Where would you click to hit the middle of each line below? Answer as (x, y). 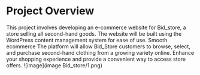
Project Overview (50, 11)
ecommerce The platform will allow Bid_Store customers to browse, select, (98, 46)
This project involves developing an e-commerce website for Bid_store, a (96, 27)
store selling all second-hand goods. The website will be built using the (94, 33)
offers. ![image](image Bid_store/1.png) (54, 65)
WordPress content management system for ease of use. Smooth (87, 40)
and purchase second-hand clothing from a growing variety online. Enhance (100, 52)
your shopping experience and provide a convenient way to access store (96, 59)
